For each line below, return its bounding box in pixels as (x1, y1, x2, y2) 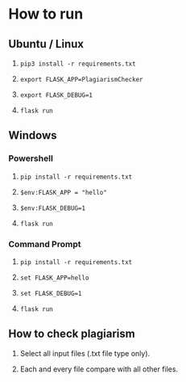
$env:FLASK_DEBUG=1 (19, 204, 86, 212)
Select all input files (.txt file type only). (19, 348, 151, 358)
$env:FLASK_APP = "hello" (19, 188, 107, 196)
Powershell (8, 153, 54, 164)
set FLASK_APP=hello (19, 274, 89, 282)
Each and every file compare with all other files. (19, 364, 179, 374)
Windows (8, 128, 57, 142)
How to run (8, 5, 84, 23)
